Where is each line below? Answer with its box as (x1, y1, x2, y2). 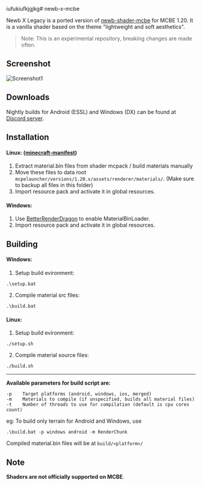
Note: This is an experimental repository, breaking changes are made (20, 35, 192, 42)
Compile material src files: (14, 292, 80, 299)
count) (6, 407, 23, 413)
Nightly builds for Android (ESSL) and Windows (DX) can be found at (6, 108, 176, 115)
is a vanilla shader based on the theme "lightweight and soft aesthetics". (6, 24, 185, 30)
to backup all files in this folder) (14, 181, 93, 189)
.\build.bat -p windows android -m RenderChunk (6, 429, 128, 435)
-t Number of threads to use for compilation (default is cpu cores (6, 402, 189, 408)
